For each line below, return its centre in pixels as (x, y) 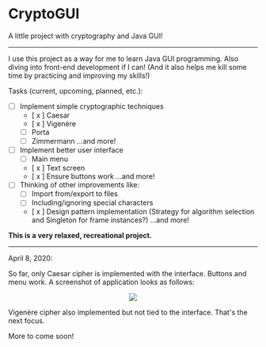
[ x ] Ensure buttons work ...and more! (93, 176)
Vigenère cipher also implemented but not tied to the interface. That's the (128, 312)
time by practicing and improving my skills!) (79, 75)
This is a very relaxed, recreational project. (80, 236)
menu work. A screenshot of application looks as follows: (102, 282)
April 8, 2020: (30, 258)
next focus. (27, 321)
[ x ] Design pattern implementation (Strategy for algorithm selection (143, 212)
